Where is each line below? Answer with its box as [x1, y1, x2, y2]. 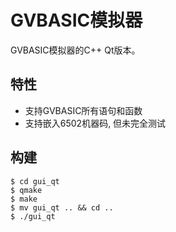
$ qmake [10, 185, 43, 195]
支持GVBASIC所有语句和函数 [24, 104, 143, 116]
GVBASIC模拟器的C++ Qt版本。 [10, 44, 141, 56]
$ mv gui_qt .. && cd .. [10, 202, 114, 213]
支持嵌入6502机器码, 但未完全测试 [24, 117, 167, 129]
